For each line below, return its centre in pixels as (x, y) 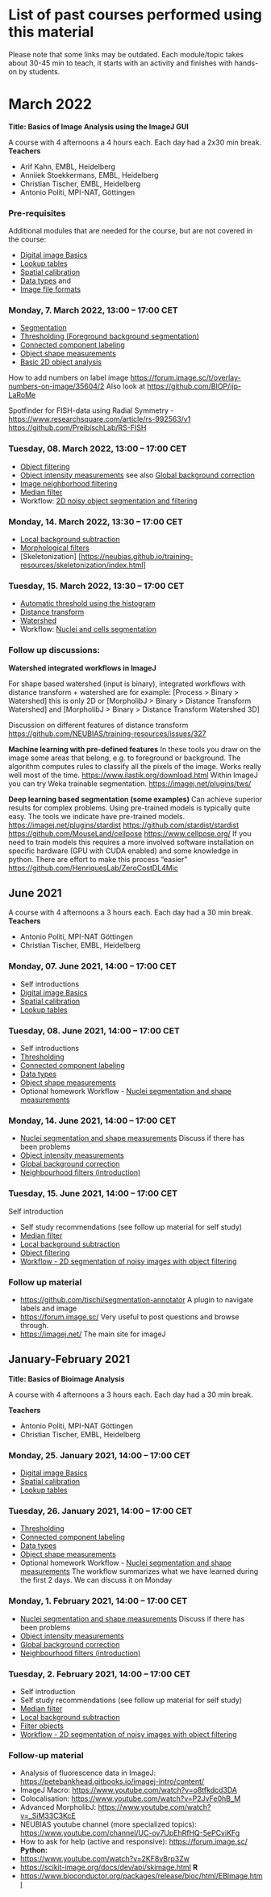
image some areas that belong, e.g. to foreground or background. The (125, 758)
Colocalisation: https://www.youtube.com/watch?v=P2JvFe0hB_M (130, 1798)
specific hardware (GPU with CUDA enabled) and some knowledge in (123, 851)
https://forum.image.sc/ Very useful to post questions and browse (129, 1317)
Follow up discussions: (54, 650)
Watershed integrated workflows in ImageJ (82, 667)
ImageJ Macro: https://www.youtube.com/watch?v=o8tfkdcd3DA (129, 1790)
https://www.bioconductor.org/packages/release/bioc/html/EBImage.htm (141, 1876)
